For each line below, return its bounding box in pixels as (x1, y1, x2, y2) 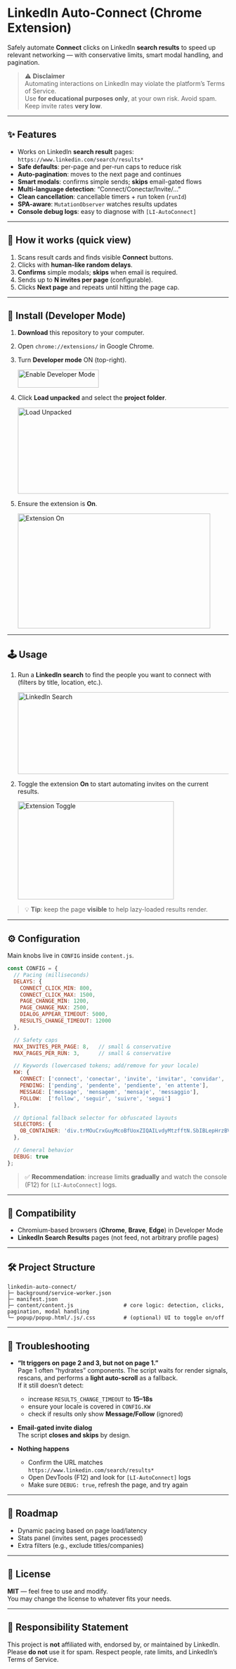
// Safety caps (13, 1036, 58, 1043)
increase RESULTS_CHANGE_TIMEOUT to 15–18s (27, 1395, 153, 1404)
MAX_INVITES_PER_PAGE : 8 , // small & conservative (13, 1043, 171, 1050)
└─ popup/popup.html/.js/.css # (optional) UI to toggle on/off (7, 1314, 225, 1321)
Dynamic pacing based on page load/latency (17, 1526, 147, 1535)
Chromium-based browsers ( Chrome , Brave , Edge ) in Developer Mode (17, 1226, 223, 1235)
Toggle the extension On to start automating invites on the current (17, 780, 209, 788)
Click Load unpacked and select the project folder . (17, 393, 167, 402)
